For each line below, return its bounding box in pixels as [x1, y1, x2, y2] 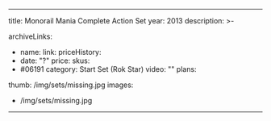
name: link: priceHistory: [19, 48, 102, 56]
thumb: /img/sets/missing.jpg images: [8, 80, 134, 90]
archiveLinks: [8, 31, 53, 41]
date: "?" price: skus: [19, 56, 90, 65]
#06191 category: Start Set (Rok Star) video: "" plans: [19, 65, 197, 73]
